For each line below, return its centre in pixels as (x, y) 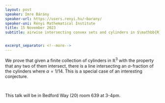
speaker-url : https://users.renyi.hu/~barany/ (54, 19)
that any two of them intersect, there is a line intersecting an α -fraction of (79, 66)
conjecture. (17, 76)
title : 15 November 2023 (30, 28)
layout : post (18, 10)
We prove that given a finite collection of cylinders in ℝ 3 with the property (80, 60)
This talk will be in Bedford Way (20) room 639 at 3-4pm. (63, 95)
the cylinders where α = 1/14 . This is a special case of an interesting (74, 71)
